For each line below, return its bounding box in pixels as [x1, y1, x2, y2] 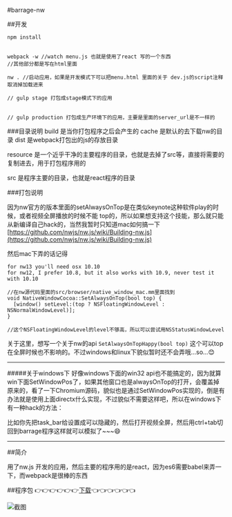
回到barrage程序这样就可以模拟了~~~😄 [7, 427, 121, 435]
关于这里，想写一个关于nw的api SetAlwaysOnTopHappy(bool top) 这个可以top [7, 340, 224, 347]
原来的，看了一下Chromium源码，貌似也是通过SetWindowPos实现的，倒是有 [7, 387, 225, 394]
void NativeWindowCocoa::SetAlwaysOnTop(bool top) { [7, 295, 162, 302]
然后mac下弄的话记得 [7, 250, 68, 257]
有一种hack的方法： [7, 404, 64, 411]
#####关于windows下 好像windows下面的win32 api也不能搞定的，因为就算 [7, 369, 222, 377]
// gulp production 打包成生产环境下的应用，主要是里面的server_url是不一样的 [7, 114, 215, 121]
